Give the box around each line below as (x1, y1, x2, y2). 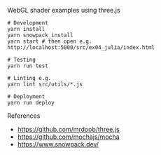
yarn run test (7, 62, 49, 69)
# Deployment (7, 93, 45, 100)
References (7, 112, 41, 120)
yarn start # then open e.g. (7, 38, 92, 45)
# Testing (7, 56, 36, 63)
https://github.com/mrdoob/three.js (17, 126, 120, 133)
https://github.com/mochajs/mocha (17, 133, 120, 141)
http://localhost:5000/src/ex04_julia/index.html (7, 44, 155, 51)
